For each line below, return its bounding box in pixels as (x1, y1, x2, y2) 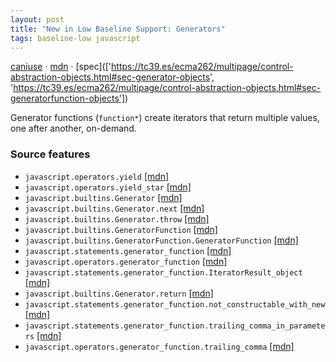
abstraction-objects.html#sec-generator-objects (10, 71, 211, 83)
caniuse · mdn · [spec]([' (10, 61, 112, 73)
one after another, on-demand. (10, 122, 137, 135)
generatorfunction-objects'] (10, 92, 126, 105)
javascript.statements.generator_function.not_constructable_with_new (24, 299, 326, 310)
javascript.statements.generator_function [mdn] (24, 244, 232, 256)
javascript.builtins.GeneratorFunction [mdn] (24, 223, 218, 235)
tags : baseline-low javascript (10, 33, 141, 43)
